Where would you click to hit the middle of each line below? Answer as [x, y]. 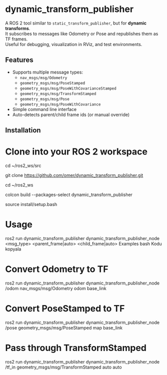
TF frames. [16, 39]
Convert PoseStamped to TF [65, 309]
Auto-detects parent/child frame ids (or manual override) [71, 114]
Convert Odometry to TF [57, 269]
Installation [23, 130]
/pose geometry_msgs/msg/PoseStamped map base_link [64, 327]
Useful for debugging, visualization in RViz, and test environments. [74, 44]
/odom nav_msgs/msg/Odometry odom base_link [56, 288]
